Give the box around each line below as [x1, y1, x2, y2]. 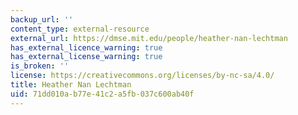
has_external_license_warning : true [10, 52, 163, 62]
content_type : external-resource [10, 24, 150, 34]
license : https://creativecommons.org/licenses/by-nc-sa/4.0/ [10, 71, 275, 81]
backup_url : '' [10, 14, 74, 25]
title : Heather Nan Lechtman [10, 80, 132, 90]
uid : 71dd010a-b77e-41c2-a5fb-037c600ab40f [10, 89, 195, 99]
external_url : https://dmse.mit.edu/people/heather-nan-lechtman [10, 33, 288, 43]
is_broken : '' [10, 61, 70, 71]
